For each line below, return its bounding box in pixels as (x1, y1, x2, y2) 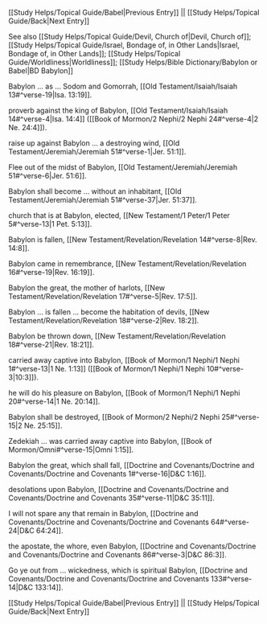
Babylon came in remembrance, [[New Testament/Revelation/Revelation (8, 259, 247, 269)
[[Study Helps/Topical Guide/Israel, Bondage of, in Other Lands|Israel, (8, 40, 240, 50)
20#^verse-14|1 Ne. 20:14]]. (8, 396, 101, 406)
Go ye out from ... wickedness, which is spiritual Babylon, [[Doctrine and (8, 565, 248, 575)
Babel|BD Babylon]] (8, 66, 74, 76)
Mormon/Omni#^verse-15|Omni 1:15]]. (8, 445, 134, 454)
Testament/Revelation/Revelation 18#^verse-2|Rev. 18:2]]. (8, 316, 199, 325)
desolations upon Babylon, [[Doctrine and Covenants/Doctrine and (8, 485, 229, 494)
